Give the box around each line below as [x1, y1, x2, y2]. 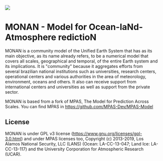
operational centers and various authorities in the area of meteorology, [5, 74, 147, 80]
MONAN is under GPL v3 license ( [5, 130, 73, 136]
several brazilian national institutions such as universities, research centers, [5, 68, 157, 75]
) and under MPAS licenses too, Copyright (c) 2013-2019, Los [21, 136, 144, 142]
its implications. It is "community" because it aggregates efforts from [5, 64, 143, 69]
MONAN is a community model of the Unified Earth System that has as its [5, 48, 152, 54]
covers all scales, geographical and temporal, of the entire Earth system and [5, 58, 158, 64]
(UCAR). [5, 151, 22, 157]
